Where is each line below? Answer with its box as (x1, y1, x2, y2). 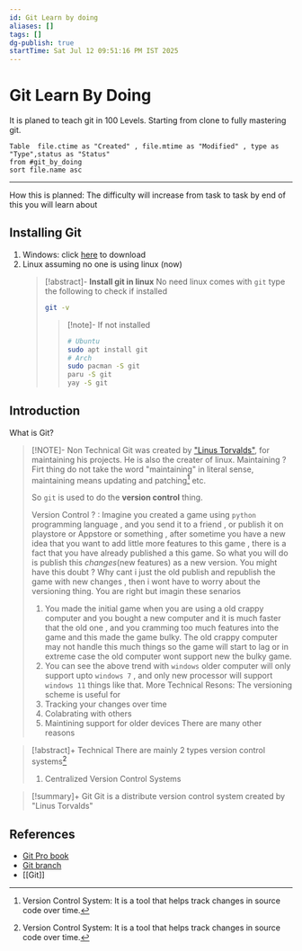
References (9, 826, 75, 841)
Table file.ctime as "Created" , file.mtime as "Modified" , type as (9, 142, 280, 151)
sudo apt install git (67, 345, 148, 354)
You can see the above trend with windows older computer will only (44, 661, 291, 671)
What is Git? (9, 427, 54, 438)
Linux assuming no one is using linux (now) (22, 258, 182, 270)
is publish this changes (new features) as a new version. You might (31, 557, 278, 568)
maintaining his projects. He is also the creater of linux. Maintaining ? (31, 454, 287, 465)
